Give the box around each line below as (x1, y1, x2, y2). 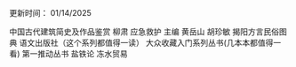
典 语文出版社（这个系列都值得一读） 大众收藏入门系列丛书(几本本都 (9, 38, 258, 48)
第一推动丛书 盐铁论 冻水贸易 (21, 48, 128, 59)
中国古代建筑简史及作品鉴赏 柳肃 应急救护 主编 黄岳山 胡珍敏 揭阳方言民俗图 (9, 26, 287, 37)
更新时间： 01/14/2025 (9, 8, 92, 18)
